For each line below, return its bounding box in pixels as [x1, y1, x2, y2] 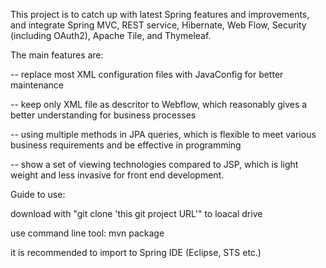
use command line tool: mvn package [10, 227, 165, 239]
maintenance [10, 79, 64, 91]
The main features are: [10, 49, 104, 61]
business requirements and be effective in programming [10, 139, 242, 151]
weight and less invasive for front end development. [10, 169, 225, 181]
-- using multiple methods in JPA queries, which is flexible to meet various [10, 129, 317, 140]
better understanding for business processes [10, 109, 197, 121]
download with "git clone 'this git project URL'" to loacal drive [10, 208, 263, 219]
